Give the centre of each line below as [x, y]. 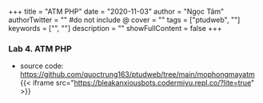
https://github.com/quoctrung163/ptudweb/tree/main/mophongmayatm [137, 74]
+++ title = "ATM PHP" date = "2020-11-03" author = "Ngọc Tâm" [116, 11]
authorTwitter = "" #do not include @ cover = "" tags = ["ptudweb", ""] [124, 20]
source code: [42, 66]
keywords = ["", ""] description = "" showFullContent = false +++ [115, 28]
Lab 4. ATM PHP [40, 48]
